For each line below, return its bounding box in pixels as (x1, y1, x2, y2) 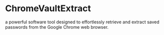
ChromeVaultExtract (5, 3, 91, 14)
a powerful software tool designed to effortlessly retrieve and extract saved (5, 19, 160, 25)
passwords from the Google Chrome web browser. (5, 24, 109, 30)
